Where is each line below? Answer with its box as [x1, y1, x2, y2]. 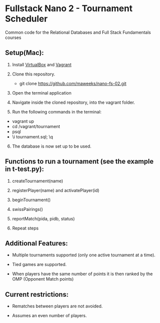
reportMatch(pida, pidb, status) [12, 215, 75, 222]
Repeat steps [12, 225, 39, 231]
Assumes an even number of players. [12, 313, 87, 319]
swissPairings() [12, 206, 43, 212]
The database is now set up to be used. [12, 143, 91, 149]
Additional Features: [5, 239, 68, 247]
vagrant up [12, 118, 34, 124]
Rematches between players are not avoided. [12, 303, 103, 309]
